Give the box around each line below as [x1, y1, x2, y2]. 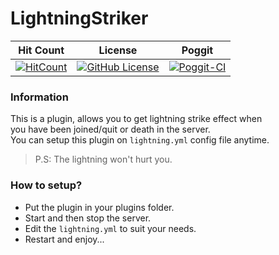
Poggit [181, 43, 214, 57]
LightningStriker [10, 7, 149, 30]
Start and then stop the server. [24, 212, 152, 224]
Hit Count [18, 43, 65, 57]
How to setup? [10, 178, 83, 192]
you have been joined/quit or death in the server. [10, 123, 211, 136]
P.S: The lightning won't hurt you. [34, 153, 173, 166]
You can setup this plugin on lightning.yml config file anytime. [10, 134, 270, 146]
